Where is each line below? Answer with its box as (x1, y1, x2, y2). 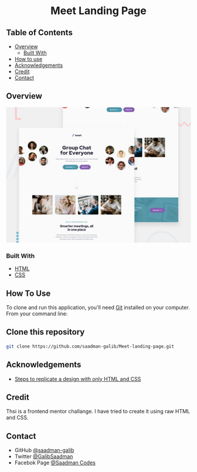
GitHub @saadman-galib (14, 447, 74, 454)
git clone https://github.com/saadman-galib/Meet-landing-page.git (6, 343, 175, 349)
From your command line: (6, 310, 68, 318)
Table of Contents (6, 28, 73, 38)
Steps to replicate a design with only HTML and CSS (14, 375, 141, 382)
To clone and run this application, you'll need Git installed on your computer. (6, 304, 191, 311)
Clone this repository (6, 327, 85, 337)
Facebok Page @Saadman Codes (14, 459, 96, 466)
